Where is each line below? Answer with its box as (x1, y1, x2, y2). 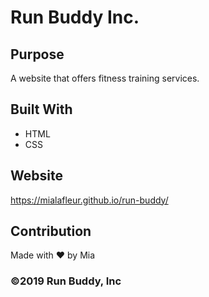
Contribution (10, 223, 92, 240)
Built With (10, 101, 73, 118)
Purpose (10, 46, 65, 63)
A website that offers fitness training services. (10, 72, 200, 84)
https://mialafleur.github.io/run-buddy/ (10, 194, 169, 206)
